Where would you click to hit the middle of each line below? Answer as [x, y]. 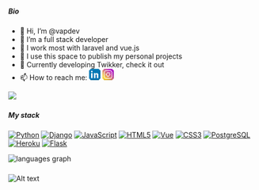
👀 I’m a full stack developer [64, 39]
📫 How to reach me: [53, 77]
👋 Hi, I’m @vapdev [50, 31]
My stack [24, 115]
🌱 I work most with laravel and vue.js [80, 47]
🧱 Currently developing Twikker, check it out [92, 64]
